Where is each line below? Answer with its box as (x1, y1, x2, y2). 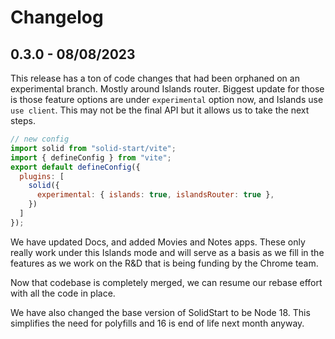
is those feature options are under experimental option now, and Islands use (10, 94, 324, 105)
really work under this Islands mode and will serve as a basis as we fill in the (10, 246, 325, 258)
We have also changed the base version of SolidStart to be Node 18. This (10, 306, 311, 318)
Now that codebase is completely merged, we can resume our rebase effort (10, 276, 323, 288)
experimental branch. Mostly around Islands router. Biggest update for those (10, 83, 325, 95)
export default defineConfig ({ (10, 162, 141, 172)
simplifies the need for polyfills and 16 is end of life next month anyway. (10, 317, 305, 329)
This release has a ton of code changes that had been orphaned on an (10, 72, 300, 84)
